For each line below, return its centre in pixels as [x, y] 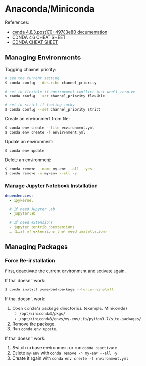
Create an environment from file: [38, 119]
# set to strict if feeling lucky [40, 105]
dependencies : [19, 196]
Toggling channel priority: [31, 69]
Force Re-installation [30, 261]
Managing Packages [37, 247]
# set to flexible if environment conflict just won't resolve [70, 92]
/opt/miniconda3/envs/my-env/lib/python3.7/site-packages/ [80, 319]
